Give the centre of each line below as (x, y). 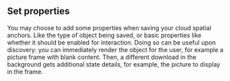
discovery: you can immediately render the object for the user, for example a (115, 49)
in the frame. (25, 71)
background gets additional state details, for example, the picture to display (114, 64)
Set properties (38, 11)
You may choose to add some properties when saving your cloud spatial (109, 27)
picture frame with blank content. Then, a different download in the (102, 57)
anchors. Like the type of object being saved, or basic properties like (104, 35)
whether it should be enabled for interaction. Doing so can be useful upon (112, 42)
